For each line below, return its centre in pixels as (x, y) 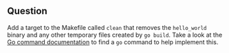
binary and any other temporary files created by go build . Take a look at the (115, 35)
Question (27, 11)
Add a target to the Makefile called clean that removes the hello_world (107, 27)
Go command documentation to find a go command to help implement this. (113, 42)
